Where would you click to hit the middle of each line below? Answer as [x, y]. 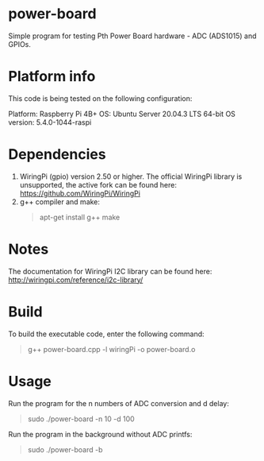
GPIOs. [20, 44]
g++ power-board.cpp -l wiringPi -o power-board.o [111, 349]
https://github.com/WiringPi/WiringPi [80, 193]
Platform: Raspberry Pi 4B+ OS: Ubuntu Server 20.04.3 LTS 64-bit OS [122, 114]
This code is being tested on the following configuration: [100, 98]
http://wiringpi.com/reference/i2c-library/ [76, 280]
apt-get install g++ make [80, 217]
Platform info [52, 77]
